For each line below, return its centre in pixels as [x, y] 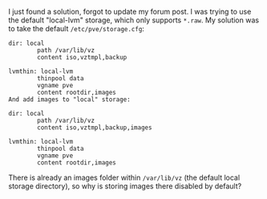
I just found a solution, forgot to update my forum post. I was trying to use [130, 12]
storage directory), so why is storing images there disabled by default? [125, 186]
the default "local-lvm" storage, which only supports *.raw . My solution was [133, 20]
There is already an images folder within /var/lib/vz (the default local [124, 177]
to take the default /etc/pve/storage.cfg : [76, 28]
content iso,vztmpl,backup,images [95, 128]
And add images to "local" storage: [69, 99]
